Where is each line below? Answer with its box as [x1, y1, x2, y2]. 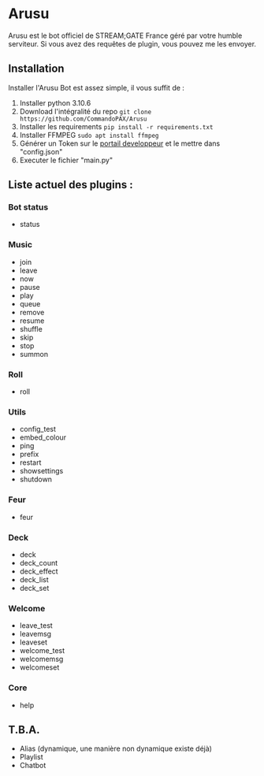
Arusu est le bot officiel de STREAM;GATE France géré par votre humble [8, 31, 243, 40]
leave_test [19, 621, 53, 630]
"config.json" [19, 147, 63, 156]
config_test [19, 425, 57, 434]
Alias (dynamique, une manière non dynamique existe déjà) [19, 744, 213, 753]
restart [19, 458, 42, 467]
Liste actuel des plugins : [8, 178, 134, 191]
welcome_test [19, 646, 65, 655]
